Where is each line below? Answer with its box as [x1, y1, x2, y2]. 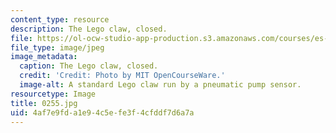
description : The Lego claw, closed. [10, 24, 168, 34]
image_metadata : [10, 52, 78, 62]
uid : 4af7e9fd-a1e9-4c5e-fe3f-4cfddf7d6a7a [10, 107, 195, 118]
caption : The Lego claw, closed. [19, 61, 159, 71]
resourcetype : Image [10, 89, 97, 99]
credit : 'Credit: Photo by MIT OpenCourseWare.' [19, 71, 226, 81]
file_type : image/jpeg [10, 42, 105, 53]
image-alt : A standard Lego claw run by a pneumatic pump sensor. [19, 80, 302, 90]
